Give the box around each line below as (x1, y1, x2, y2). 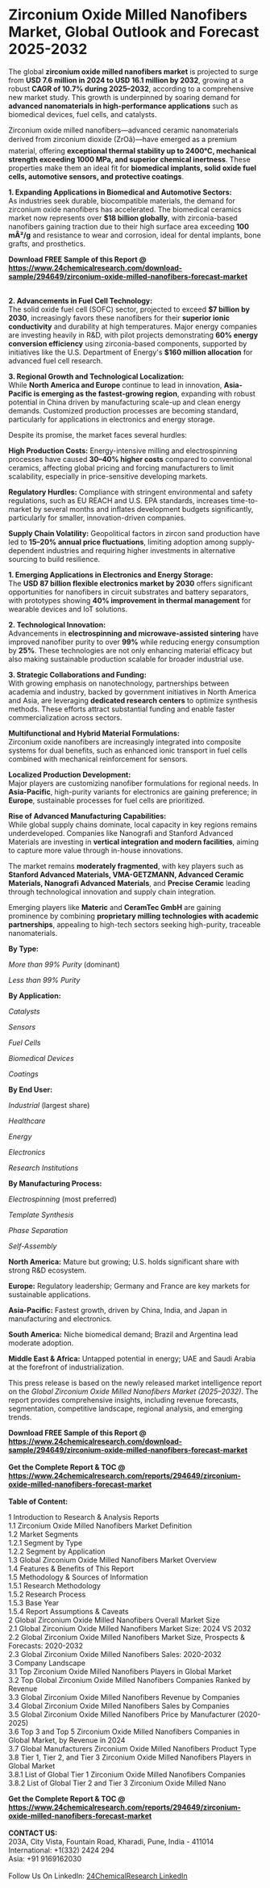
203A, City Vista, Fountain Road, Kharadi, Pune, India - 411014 (8, 1836, 214, 1846)
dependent (8, 545, 45, 555)
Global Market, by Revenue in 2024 (8, 1735, 126, 1745)
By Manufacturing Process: (8, 1178, 102, 1188)
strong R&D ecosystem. (8, 1265, 87, 1275)
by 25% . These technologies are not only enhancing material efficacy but (8, 645, 252, 655)
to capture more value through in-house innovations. (8, 845, 184, 855)
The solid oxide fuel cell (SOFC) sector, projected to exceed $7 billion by (8, 304, 250, 314)
